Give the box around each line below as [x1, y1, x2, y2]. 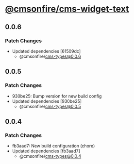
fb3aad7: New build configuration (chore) [12, 143, 95, 149]
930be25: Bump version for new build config [12, 93, 102, 99]
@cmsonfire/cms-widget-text [5, 3, 130, 15]
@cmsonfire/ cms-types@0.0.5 [19, 103, 81, 109]
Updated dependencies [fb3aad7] [12, 148, 80, 154]
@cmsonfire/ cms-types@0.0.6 [19, 53, 81, 59]
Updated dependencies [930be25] [12, 98, 82, 104]
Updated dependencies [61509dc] [12, 48, 81, 54]
